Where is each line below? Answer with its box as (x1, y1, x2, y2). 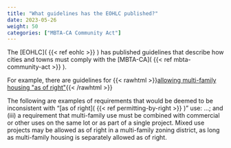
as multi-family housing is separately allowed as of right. (7, 134, 167, 142)
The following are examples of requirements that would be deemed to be (7, 97, 213, 105)
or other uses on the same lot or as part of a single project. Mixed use (7, 118, 205, 127)
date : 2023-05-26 (7, 17, 57, 23)
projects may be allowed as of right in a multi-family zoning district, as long (7, 126, 220, 134)
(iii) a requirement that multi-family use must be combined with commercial (7, 112, 220, 120)
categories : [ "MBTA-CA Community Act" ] (7, 29, 122, 36)
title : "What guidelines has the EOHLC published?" (7, 10, 158, 17)
